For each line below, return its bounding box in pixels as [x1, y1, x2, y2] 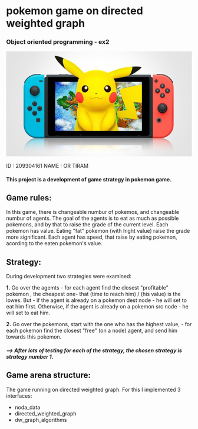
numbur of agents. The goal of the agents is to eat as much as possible [6, 214, 179, 222]
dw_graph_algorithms [14, 416, 67, 423]
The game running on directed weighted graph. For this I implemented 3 [6, 386, 181, 393]
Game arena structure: [6, 370, 91, 381]
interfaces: [6, 392, 32, 399]
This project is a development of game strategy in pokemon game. [6, 175, 172, 183]
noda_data [14, 404, 41, 411]
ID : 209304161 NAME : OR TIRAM [6, 162, 89, 169]
